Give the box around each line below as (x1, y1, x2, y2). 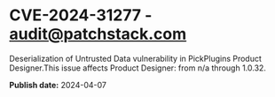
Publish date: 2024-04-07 (9, 79, 106, 90)
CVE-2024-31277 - (9, 5, 153, 26)
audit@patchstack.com (9, 24, 187, 44)
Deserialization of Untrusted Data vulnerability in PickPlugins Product (9, 53, 262, 63)
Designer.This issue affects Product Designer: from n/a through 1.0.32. (9, 63, 266, 73)
